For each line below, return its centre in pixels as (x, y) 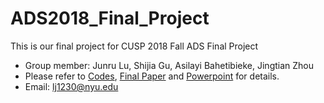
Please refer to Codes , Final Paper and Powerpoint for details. (152, 76)
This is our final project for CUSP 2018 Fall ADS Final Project (134, 46)
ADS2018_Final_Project (110, 18)
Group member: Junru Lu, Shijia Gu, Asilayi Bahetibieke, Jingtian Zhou (169, 65)
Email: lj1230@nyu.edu (71, 86)
